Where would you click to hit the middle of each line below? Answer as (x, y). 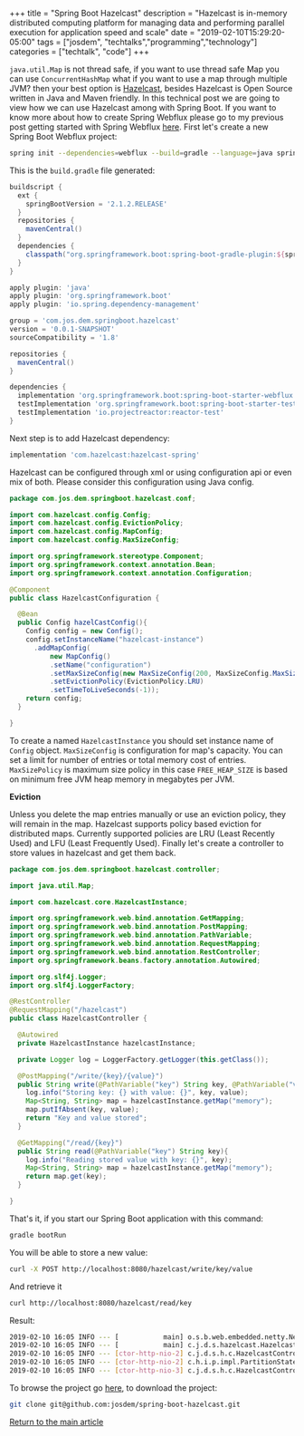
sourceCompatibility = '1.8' (64, 337)
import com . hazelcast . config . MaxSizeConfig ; (95, 540)
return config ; (54, 699)
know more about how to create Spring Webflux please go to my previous (147, 117)
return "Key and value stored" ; (86, 1118)
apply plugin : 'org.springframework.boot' (90, 296)
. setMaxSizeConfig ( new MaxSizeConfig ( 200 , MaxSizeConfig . (161, 673)
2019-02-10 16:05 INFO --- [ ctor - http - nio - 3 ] (96, 1371)
